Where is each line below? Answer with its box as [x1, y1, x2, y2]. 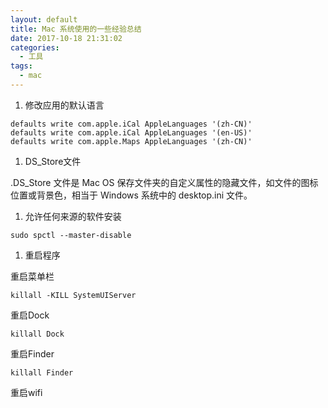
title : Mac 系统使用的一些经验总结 [10, 24, 142, 34]
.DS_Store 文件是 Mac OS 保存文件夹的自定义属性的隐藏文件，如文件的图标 [10, 176, 319, 188]
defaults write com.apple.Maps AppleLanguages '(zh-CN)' [10, 136, 253, 146]
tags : [10, 61, 33, 71]
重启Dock [10, 309, 50, 321]
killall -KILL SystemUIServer [10, 290, 137, 300]
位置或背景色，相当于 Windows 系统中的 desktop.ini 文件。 [10, 189, 253, 201]
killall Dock [10, 329, 65, 339]
